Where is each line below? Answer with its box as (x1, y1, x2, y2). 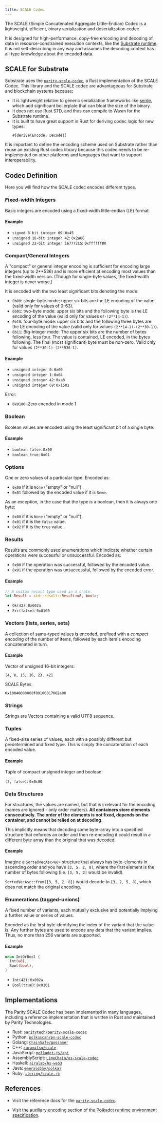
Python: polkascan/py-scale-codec (12, 1034, 82, 1040)
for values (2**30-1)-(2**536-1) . (12, 345, 79, 351)
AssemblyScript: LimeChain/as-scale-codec (12, 1055, 99, 1061)
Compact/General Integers (5, 252, 70, 259)
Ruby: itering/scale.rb (12, 1070, 60, 1076)
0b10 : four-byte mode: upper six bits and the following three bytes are (12, 318, 152, 325)
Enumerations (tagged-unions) (5, 896, 80, 903)
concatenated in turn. (5, 641, 48, 647)
